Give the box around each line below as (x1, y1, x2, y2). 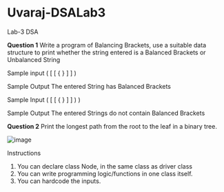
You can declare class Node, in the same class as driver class (17, 162, 193, 170)
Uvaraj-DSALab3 (7, 5, 106, 21)
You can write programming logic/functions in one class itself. (17, 169, 193, 178)
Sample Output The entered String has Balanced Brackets (7, 82, 171, 90)
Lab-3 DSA (7, 28, 39, 36)
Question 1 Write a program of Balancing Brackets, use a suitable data (7, 41, 207, 49)
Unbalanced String (7, 55, 61, 63)
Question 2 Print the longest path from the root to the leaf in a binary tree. (7, 122, 217, 130)
